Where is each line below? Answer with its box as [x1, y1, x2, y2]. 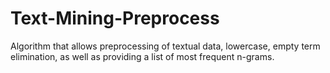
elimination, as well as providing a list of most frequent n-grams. [10, 50, 275, 62]
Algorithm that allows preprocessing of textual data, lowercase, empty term [10, 40, 321, 52]
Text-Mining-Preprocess [10, 7, 220, 30]
